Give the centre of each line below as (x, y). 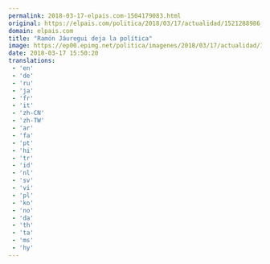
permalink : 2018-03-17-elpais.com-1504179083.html (95, 16)
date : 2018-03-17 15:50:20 (53, 53)
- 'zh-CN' (28, 113)
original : (25, 23)
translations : (32, 61)
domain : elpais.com (41, 31)
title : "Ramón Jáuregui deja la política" (80, 38)
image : (19, 46)
